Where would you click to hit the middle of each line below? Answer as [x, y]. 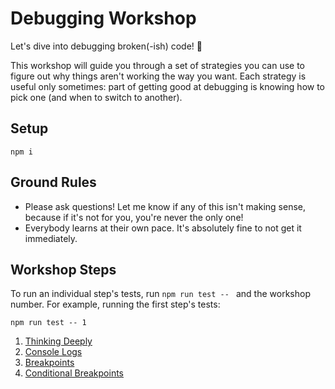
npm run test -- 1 [48, 323]
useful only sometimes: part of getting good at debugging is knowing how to [168, 86]
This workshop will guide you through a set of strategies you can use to [158, 65]
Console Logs [53, 352]
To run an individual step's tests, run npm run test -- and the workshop [160, 294]
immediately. [51, 238]
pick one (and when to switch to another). [96, 97]
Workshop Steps [63, 269]
